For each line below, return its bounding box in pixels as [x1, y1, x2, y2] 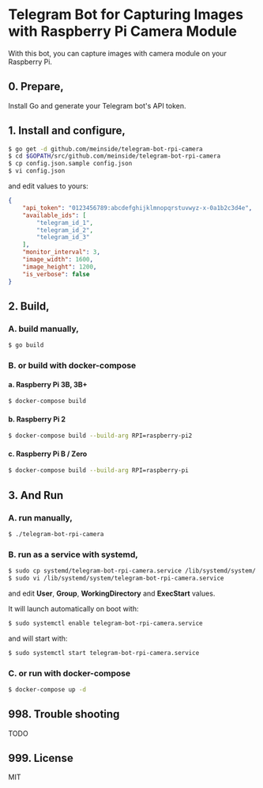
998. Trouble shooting [8, 707, 120, 721]
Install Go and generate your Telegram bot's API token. [8, 101, 187, 110]
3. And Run [8, 489, 64, 502]
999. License [8, 752, 73, 765]
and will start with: [8, 634, 68, 643]
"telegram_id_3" [36, 234, 90, 242]
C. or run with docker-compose [8, 668, 131, 679]
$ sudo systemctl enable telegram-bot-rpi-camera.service [8, 619, 203, 627]
